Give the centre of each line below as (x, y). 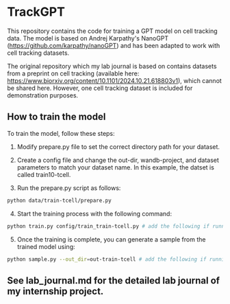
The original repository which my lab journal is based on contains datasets (112, 66)
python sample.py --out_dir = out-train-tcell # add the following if (107, 259)
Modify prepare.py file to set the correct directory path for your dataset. (118, 147)
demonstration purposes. (43, 95)
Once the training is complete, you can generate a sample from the (111, 239)
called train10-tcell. (44, 174)
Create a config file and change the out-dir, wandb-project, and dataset (118, 160)
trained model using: (46, 246)
